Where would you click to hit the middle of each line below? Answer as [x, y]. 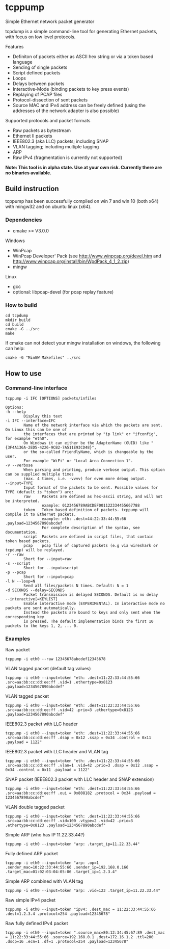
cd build [15, 325]
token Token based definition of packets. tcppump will [86, 510]
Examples [18, 639]
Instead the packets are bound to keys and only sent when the [92, 613]
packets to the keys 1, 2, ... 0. [42, 626]
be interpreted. [22, 501]
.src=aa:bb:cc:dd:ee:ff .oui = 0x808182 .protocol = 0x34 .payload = [81, 793]
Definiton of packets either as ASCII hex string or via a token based [83, 56]
